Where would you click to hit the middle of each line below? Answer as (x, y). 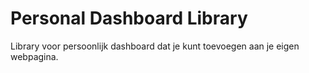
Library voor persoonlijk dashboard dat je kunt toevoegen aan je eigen (155, 46)
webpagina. (34, 56)
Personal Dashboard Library (129, 18)
